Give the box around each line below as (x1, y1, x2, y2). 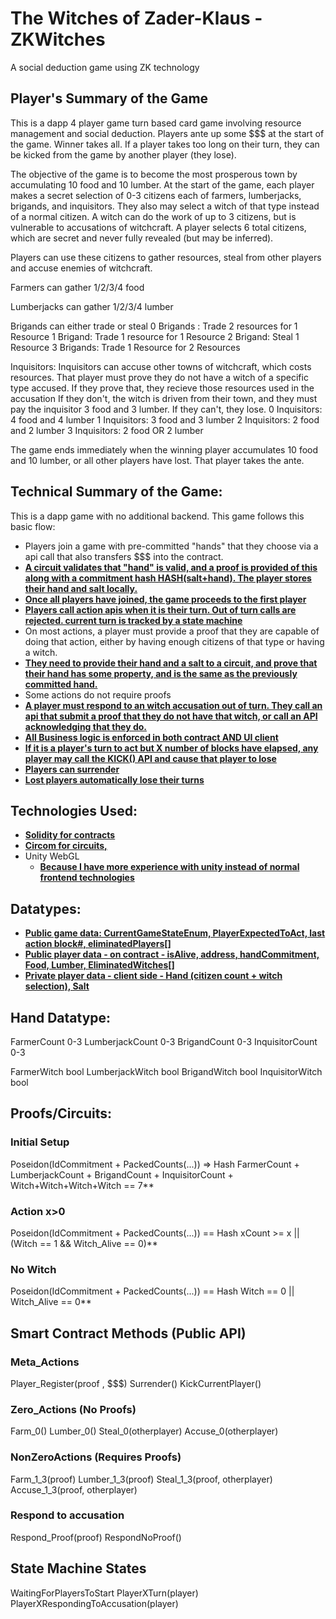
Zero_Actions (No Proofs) (10, 1402, 137, 1416)
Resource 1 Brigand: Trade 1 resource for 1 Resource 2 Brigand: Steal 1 (10, 330, 300, 342)
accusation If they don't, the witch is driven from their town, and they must (10, 392, 318, 404)
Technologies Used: (10, 802, 138, 819)
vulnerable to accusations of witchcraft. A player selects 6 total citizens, (10, 221, 307, 233)
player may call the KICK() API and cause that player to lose (24, 752, 277, 764)
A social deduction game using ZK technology (10, 61, 200, 73)
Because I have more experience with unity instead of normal (39, 861, 300, 873)
